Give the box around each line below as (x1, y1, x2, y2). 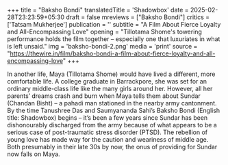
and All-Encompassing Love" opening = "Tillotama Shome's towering (7, 27, 202, 36)
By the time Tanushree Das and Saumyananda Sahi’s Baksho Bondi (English (7, 106, 220, 114)
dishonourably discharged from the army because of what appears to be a (7, 121, 217, 129)
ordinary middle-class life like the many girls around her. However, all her (7, 85, 213, 92)
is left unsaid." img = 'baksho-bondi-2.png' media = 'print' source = (7, 42, 198, 50)
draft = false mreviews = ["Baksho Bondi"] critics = (66, 13, 210, 21)
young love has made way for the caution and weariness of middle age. (7, 136, 209, 143)
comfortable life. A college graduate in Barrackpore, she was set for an (7, 77, 207, 85)
